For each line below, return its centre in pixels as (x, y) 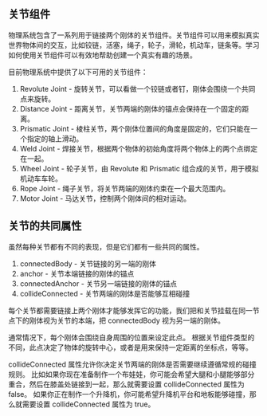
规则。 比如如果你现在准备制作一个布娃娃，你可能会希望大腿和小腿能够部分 (132, 374)
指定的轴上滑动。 (55, 139)
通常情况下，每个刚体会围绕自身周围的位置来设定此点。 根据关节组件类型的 (132, 337)
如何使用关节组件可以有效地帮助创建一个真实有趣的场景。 (102, 55)
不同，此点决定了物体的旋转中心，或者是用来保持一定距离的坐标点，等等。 (130, 347)
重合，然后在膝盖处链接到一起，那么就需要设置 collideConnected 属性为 (126, 384)
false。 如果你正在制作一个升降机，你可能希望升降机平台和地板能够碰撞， (129, 394)
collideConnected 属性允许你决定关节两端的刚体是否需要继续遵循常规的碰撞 (132, 364)
